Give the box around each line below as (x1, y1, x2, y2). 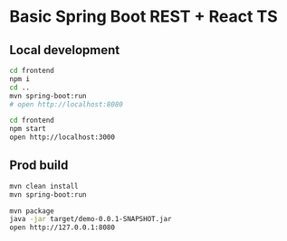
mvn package (9, 206, 54, 216)
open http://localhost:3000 (9, 133, 116, 142)
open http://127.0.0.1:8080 (9, 223, 116, 232)
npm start (9, 125, 47, 134)
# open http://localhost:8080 (9, 99, 124, 109)
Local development (9, 42, 120, 58)
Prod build (9, 158, 69, 173)
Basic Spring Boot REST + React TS (9, 6, 278, 27)
